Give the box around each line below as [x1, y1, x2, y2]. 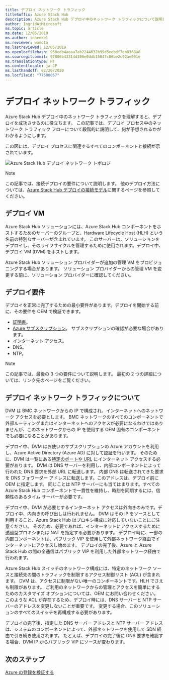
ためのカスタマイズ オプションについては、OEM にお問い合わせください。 [5, 591, 158, 597]
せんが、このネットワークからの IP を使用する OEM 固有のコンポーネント [9, 427, 161, 433]
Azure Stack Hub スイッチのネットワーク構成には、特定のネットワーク [5, 565, 152, 571]
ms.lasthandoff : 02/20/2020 [5, 68, 64, 73]
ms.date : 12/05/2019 [5, 31, 49, 36]
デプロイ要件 [5, 288, 45, 297]
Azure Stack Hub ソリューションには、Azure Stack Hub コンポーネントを [5, 223, 157, 229]
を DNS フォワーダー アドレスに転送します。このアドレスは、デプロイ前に [5, 475, 159, 481]
